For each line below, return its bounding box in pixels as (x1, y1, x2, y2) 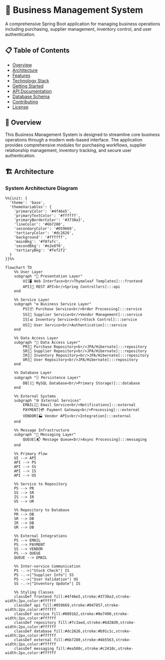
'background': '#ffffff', (14, 235, 68, 240)
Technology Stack (12, 78, 49, 84)
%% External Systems (14, 394, 56, 399)
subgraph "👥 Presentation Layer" (14, 274, 83, 279)
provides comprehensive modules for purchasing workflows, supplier (5, 142, 147, 148)
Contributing (12, 98, 38, 104)
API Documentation (12, 88, 52, 94)
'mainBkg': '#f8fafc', (14, 239, 61, 244)
